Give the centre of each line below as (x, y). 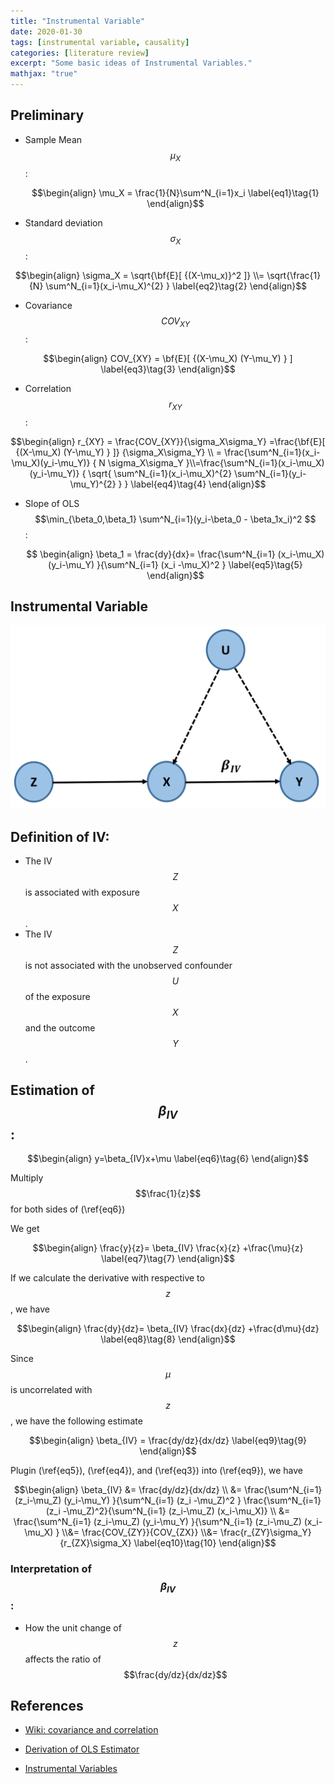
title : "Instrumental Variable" (77, 21)
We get (25, 1228)
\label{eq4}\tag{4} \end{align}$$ (198, 484)
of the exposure (57, 996)
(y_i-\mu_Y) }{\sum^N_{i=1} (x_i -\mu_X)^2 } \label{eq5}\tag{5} (175, 564)
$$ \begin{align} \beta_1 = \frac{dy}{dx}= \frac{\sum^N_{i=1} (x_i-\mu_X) (175, 554)
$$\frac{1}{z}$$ (168, 1193)
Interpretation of (51, 1568)
